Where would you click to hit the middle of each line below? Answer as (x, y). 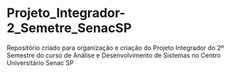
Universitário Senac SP (40, 62)
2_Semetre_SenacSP (69, 28)
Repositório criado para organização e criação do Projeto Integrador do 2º (116, 47)
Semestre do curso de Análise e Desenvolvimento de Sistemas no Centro (114, 55)
